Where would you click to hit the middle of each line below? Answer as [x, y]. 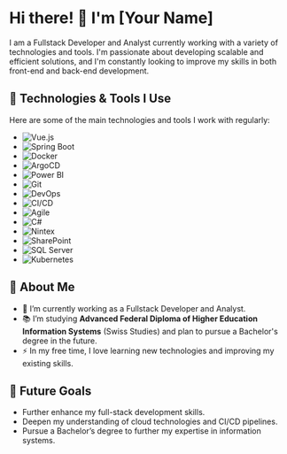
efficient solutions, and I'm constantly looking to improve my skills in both [143, 61]
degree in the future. [59, 341]
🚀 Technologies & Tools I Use [90, 99]
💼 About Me [42, 287]
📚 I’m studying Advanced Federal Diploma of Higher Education [140, 319]
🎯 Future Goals [50, 391]
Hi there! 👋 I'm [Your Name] [112, 18]
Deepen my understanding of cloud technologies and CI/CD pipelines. [150, 422]
